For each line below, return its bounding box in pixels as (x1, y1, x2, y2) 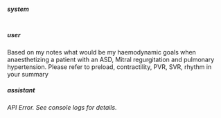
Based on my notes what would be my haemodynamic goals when (7, 48, 196, 56)
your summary (7, 70, 48, 78)
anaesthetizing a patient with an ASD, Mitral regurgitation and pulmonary (7, 55, 215, 63)
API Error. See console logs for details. (7, 103, 117, 111)
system (7, 5, 30, 13)
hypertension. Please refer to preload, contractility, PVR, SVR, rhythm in (7, 62, 212, 71)
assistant (7, 86, 35, 94)
